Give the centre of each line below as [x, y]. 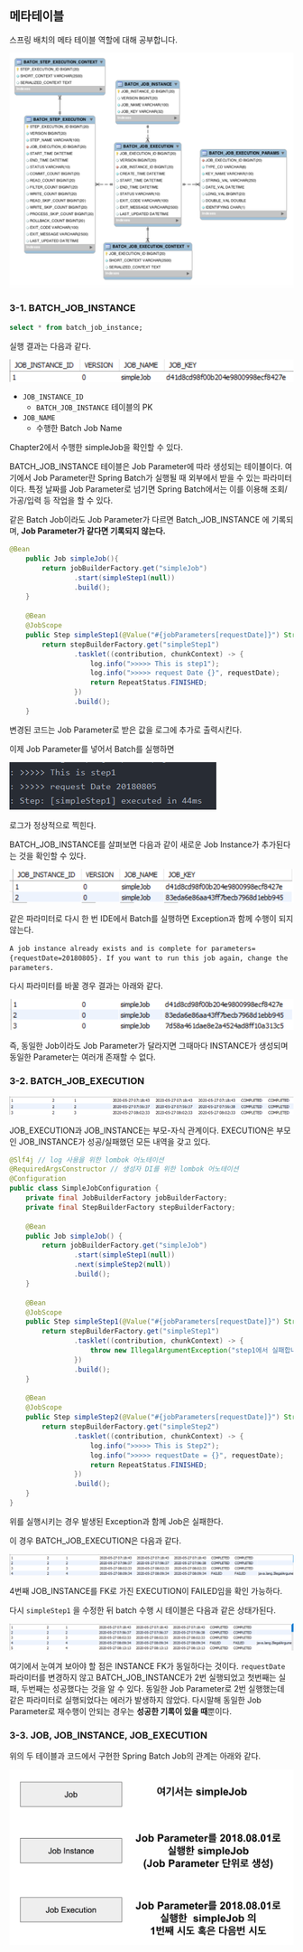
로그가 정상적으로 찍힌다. [53, 825]
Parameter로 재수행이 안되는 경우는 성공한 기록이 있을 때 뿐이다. [121, 1712]
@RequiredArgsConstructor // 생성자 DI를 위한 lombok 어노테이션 [124, 1169]
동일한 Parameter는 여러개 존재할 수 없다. [83, 1057]
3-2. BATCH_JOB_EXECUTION [77, 1081]
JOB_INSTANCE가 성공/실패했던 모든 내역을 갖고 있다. [115, 1141]
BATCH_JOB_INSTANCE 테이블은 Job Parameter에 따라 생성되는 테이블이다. [146, 467]
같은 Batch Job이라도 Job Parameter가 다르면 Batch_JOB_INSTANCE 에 [140, 520]
